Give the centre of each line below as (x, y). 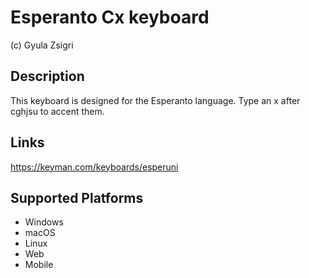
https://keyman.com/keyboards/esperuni (94, 167)
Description (47, 76)
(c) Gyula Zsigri (42, 45)
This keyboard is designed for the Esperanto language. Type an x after (155, 100)
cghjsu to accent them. (57, 111)
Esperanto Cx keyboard (110, 17)
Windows (44, 222)
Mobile (39, 265)
